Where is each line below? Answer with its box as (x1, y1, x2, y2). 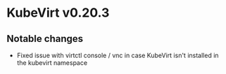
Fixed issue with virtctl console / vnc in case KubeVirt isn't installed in (16, 51, 219, 59)
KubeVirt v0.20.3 (6, 5, 110, 21)
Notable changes (6, 33, 84, 45)
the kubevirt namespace (16, 59, 88, 67)
